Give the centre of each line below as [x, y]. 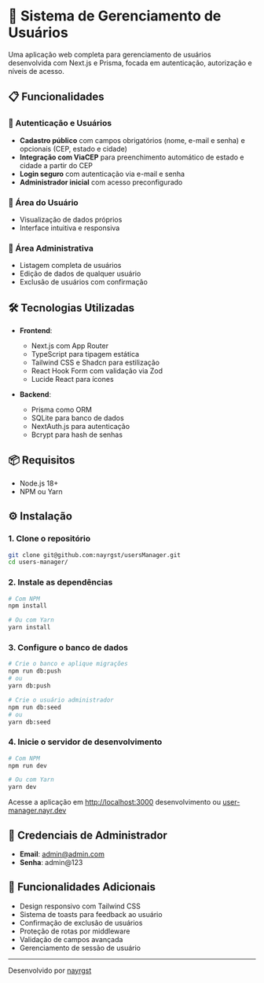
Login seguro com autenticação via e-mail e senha [102, 174]
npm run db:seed [35, 707]
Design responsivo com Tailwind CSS [80, 906]
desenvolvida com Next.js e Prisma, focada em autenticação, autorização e [130, 63]
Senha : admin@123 [51, 862]
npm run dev [27, 765]
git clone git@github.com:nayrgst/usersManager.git [94, 555]
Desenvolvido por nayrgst [50, 970]
